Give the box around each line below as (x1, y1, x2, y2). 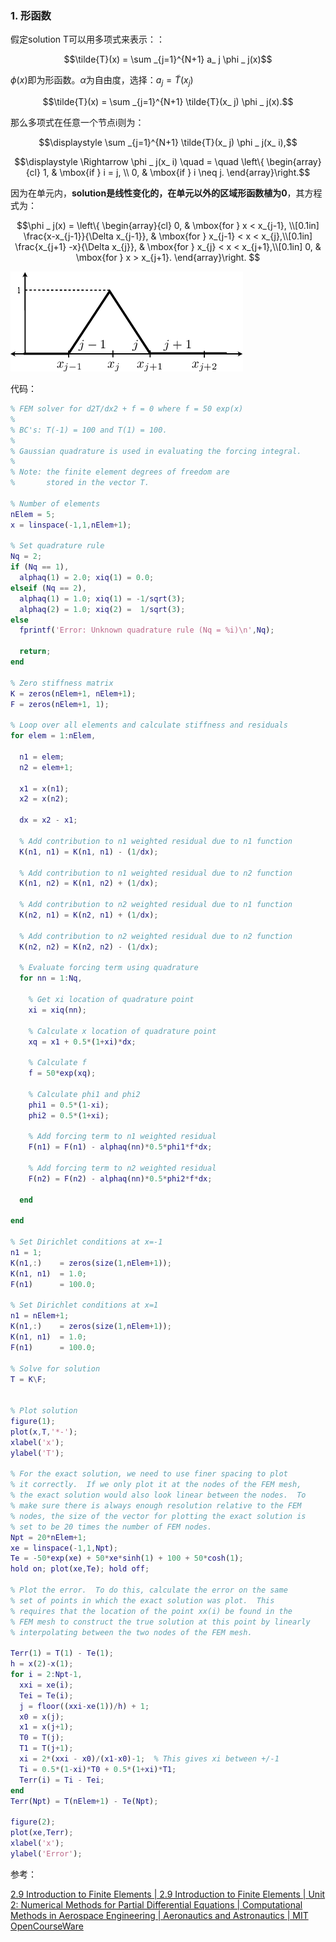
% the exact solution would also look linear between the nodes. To (10, 1490, 307, 1501)
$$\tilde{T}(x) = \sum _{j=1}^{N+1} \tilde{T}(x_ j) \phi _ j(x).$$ (42, 96, 294, 108)
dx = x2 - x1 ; (19, 815, 78, 826)
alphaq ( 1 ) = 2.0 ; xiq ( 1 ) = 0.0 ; (19, 573, 155, 583)
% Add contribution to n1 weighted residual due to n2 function (19, 868, 293, 878)
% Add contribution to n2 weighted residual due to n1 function (19, 900, 293, 910)
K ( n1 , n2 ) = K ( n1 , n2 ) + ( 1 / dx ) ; (19, 878, 159, 889)
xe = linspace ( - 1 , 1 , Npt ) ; (10, 1543, 118, 1553)
